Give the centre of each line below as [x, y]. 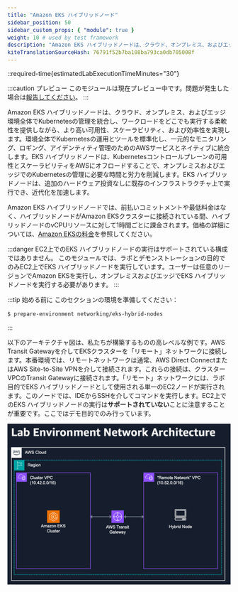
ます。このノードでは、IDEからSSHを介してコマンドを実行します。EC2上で [117, 395]
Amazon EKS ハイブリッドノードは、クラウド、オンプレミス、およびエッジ [117, 112]
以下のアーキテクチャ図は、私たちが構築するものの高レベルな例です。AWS [116, 342]
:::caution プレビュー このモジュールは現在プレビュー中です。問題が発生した [118, 88]
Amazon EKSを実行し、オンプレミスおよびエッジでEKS [112, 276]
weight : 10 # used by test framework [63, 38]
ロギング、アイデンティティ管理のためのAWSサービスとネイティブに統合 [125, 148]
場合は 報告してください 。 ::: [48, 97]
